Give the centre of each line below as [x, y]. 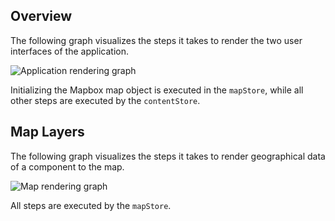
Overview [41, 16]
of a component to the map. [67, 166]
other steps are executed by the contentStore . [105, 100]
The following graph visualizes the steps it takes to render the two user [156, 40]
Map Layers [47, 132]
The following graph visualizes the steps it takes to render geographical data [168, 156]
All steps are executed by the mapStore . [91, 205]
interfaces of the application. [69, 51]
